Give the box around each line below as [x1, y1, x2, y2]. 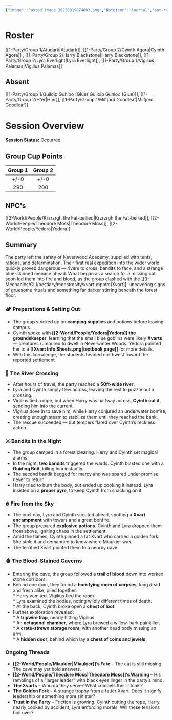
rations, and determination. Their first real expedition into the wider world [5, 259, 160, 266]
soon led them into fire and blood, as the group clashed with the [5, 276, 140, 282]
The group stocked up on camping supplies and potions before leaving [12, 319, 164, 325]
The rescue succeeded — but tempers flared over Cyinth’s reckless [12, 419, 155, 425]
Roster [5, 29, 34, 41]
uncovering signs [128, 281, 165, 287]
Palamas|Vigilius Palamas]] [5, 62, 62, 69]
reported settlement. [12, 357, 56, 363]
